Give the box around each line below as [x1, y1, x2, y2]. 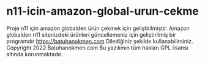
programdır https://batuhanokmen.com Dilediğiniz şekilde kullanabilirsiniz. [6, 37, 193, 45]
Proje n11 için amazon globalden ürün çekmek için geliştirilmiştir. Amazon [6, 24, 190, 32]
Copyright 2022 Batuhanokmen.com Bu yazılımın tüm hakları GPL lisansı [6, 44, 188, 51]
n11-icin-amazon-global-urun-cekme [6, 4, 199, 18]
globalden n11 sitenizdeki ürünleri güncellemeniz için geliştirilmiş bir [6, 31, 176, 38]
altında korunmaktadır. [6, 50, 63, 57]
